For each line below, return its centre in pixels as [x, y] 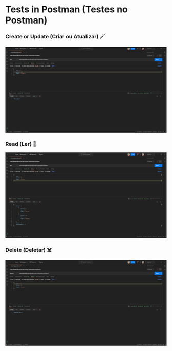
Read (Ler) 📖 [21, 144]
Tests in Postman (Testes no [67, 9]
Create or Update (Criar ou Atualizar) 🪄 [55, 37]
